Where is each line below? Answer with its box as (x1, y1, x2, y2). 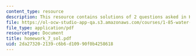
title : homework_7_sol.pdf (6, 36, 72, 41)
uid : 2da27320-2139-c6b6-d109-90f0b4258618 (6, 41, 114, 47)
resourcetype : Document (6, 30, 64, 36)
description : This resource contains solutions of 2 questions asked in (6, 14, 187, 20)
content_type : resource (6, 8, 64, 15)
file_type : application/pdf (6, 24, 75, 31)
